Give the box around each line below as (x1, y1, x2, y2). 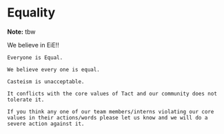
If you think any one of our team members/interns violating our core (7, 108, 214, 115)
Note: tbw (7, 27, 36, 36)
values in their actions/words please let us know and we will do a (7, 114, 208, 121)
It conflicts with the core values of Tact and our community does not (7, 90, 217, 97)
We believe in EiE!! (7, 41, 60, 49)
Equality (7, 5, 56, 21)
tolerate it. (7, 96, 45, 103)
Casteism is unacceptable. (7, 78, 85, 85)
